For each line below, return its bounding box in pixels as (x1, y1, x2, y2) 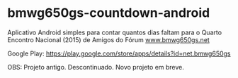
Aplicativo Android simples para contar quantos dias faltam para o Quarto (7, 28, 222, 37)
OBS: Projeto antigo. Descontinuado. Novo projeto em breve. (7, 63, 184, 71)
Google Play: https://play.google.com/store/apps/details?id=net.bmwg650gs (7, 49, 231, 58)
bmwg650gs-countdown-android (7, 5, 210, 21)
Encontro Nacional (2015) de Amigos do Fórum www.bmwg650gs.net (7, 35, 210, 44)
